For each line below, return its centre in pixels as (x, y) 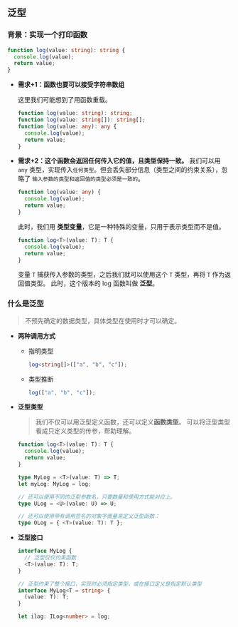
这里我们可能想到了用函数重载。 (64, 100)
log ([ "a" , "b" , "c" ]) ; (62, 392)
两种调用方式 (36, 336)
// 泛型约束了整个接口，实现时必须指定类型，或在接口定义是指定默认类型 (110, 583)
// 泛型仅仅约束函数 (50, 558)
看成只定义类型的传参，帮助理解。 (85, 431)
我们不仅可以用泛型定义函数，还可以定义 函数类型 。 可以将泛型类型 (133, 422)
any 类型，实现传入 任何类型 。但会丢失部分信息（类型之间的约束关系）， (119, 170)
